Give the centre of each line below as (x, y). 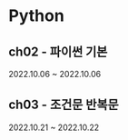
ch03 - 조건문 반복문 (64, 105)
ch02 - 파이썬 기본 (58, 51)
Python (36, 16)
